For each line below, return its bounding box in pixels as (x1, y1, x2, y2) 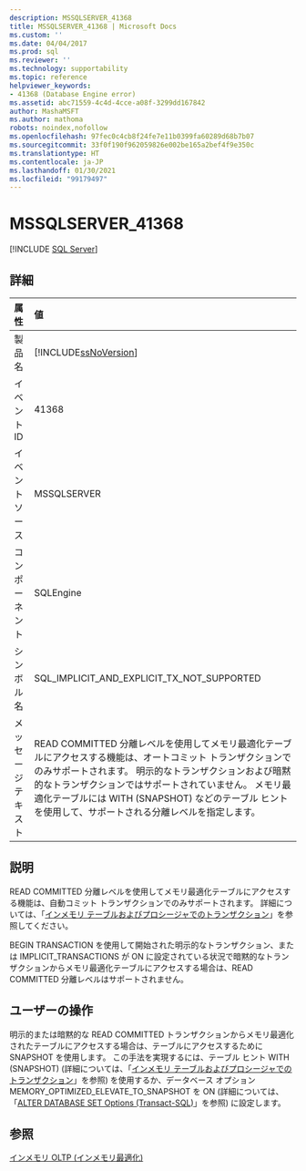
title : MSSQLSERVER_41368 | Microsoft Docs (9, 22, 178, 31)
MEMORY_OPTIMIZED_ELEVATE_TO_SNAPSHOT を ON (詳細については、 (9, 1085, 284, 1096)
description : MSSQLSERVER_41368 (9, 13, 132, 23)
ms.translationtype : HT (9, 149, 100, 158)
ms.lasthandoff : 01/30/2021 (9, 166, 117, 175)
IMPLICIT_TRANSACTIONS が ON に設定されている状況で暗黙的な (19, 950, 266, 961)
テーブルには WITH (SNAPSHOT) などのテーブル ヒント (52, 792, 289, 805)
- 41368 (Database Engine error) (9, 89, 137, 98)
